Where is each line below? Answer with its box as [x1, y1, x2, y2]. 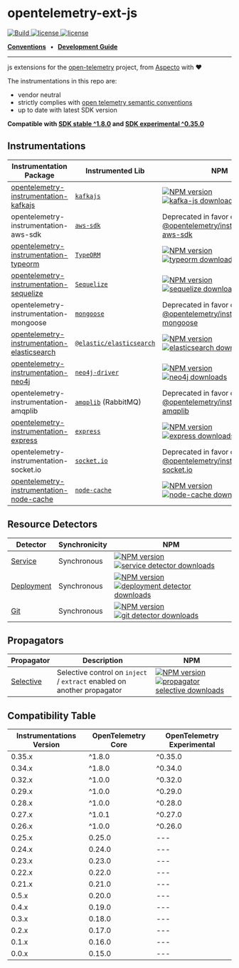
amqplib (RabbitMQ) [75, 397, 142, 407]
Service [11, 556, 37, 566]
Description [82, 656, 123, 666]
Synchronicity [58, 540, 108, 550]
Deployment [11, 581, 52, 591]
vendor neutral [17, 91, 61, 99]
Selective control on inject [56, 668, 148, 678]
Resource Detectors [7, 518, 98, 530]
